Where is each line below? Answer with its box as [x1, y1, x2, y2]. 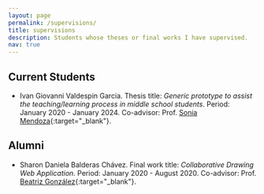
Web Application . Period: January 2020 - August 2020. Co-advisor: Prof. [19, 168, 257, 177]
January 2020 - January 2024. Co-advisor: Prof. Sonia [19, 107, 198, 117]
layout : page [8, 11, 51, 20]
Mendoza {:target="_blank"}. [19, 116, 112, 125]
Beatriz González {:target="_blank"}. [19, 177, 136, 186]
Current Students [8, 70, 96, 84]
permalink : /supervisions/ [8, 19, 97, 27]
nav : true [8, 41, 41, 49]
